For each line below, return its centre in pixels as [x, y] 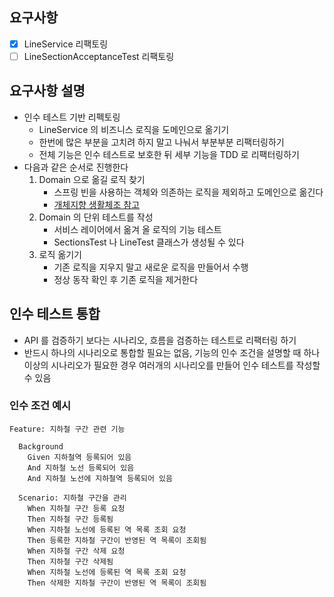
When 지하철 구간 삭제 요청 [76, 551]
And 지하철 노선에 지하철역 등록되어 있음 [100, 478]
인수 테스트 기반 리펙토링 [72, 117]
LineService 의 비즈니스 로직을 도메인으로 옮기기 [134, 129]
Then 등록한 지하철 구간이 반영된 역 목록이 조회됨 [117, 540]
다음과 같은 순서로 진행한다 [76, 167]
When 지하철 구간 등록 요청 [76, 508]
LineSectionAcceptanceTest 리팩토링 [99, 56]
